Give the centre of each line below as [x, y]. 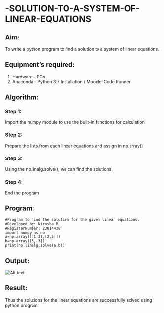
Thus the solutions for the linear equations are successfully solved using [79, 300]
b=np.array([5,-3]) [25, 241]
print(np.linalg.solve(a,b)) [35, 246]
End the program [22, 193]
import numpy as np [25, 233]
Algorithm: [22, 98]
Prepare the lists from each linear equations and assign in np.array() [74, 146]
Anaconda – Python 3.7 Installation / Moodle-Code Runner [71, 81]
